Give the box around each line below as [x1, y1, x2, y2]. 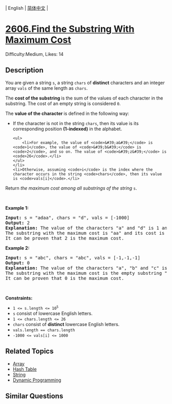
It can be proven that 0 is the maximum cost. [5, 275, 124, 281]
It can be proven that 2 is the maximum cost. [5, 235, 124, 241]
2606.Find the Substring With [5, 23, 135, 35]
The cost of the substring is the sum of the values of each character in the [5, 95, 163, 101]
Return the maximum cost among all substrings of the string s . [5, 185, 137, 191]
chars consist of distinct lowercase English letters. [12, 321, 120, 327]
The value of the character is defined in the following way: [5, 110, 130, 116]
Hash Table [12, 366, 37, 372]
